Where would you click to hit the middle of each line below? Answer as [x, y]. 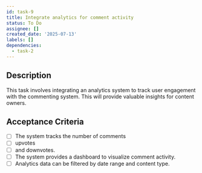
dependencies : [24, 46]
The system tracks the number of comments [70, 136]
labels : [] [20, 40]
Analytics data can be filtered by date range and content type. [93, 163]
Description [29, 76]
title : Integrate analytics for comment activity [70, 17]
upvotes [25, 143]
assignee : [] [23, 29]
